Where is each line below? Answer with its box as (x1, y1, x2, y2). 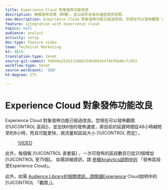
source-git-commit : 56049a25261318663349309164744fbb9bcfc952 (5, 58, 137, 63)
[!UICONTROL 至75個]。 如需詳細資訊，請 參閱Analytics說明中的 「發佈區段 (5, 156, 161, 162)
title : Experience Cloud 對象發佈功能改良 (5, 7, 89, 12)
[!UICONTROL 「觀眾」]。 (5, 179, 56, 185)
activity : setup (5, 35, 39, 40)
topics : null (5, 26, 32, 31)
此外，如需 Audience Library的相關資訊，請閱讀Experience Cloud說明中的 (5, 173, 157, 179)
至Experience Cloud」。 (5, 162, 53, 168)
